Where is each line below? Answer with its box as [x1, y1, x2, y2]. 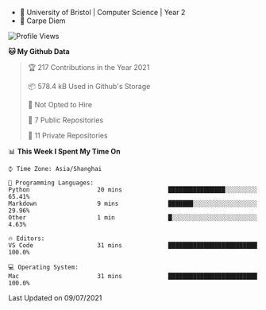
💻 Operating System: [8, 263, 79, 271]
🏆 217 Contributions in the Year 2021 [27, 63, 150, 72]
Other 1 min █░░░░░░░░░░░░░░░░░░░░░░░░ [8, 214, 258, 222]
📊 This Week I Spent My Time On [8, 147, 121, 156]
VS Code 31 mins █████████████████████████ [8, 242, 258, 250]
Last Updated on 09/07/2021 [8, 293, 102, 302]
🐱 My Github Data [8, 47, 70, 56]
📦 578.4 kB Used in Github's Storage [27, 82, 151, 91]
